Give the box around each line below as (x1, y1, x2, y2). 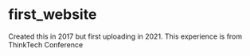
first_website (8, 6, 97, 24)
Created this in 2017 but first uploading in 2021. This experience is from (8, 32, 243, 41)
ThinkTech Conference (8, 39, 84, 49)
